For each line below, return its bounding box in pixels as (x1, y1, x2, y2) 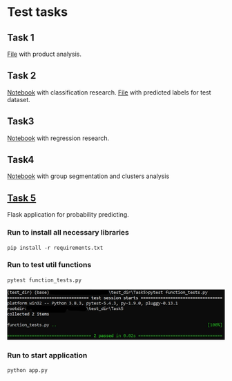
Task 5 (7, 192, 37, 204)
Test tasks (7, 4, 68, 20)
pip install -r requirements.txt (7, 244, 104, 251)
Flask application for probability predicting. (7, 211, 129, 219)
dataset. (7, 95, 31, 104)
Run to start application (7, 350, 88, 360)
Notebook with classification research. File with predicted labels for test (7, 88, 212, 97)
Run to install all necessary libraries (7, 228, 130, 237)
